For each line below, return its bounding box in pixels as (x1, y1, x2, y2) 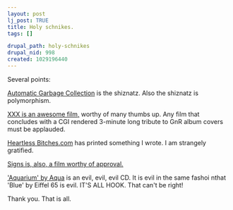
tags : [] (7, 30, 33, 37)
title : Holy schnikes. (7, 23, 74, 30)
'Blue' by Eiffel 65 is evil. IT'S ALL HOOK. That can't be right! (7, 180, 184, 189)
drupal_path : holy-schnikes (7, 43, 90, 50)
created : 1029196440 (7, 56, 68, 63)
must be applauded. (7, 125, 66, 133)
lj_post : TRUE (7, 17, 49, 24)
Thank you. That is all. (7, 194, 72, 203)
